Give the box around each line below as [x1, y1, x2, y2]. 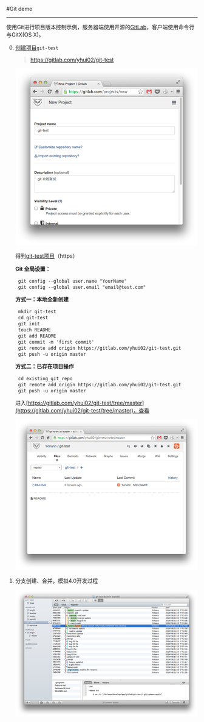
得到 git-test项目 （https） [15, 252, 78, 260]
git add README [18, 333, 56, 339]
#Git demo [6, 5, 33, 12]
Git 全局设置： [15, 265, 51, 273]
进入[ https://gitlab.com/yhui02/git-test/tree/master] [15, 399, 144, 407]
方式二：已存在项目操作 [15, 363, 74, 370]
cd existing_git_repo [18, 376, 73, 382]
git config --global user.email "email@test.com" [18, 285, 146, 291]
